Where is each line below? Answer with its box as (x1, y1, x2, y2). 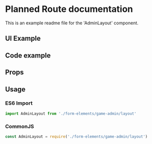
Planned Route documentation (5, 3, 133, 15)
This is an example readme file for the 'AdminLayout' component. (5, 20, 139, 26)
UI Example (5, 34, 41, 43)
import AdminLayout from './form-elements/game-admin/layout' (5, 111, 137, 116)
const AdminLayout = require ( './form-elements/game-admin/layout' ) (5, 134, 148, 139)
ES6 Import (5, 100, 33, 107)
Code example (5, 51, 51, 60)
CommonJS (5, 123, 34, 130)
